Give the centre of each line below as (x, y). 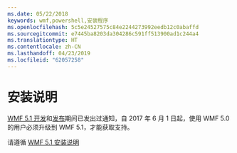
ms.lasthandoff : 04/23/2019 (49, 54)
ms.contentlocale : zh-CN (44, 47)
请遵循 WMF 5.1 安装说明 (43, 142)
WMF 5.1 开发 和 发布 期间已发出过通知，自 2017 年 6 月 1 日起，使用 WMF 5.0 (118, 118)
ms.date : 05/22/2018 (38, 14)
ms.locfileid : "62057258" (46, 60)
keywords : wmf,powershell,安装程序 (58, 21)
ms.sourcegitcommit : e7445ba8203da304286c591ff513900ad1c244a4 (103, 34)
